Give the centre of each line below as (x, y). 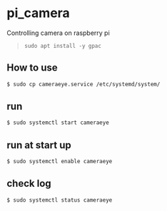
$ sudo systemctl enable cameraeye (60, 162)
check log (29, 184)
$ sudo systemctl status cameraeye (60, 200)
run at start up (39, 145)
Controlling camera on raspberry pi (58, 33)
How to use (32, 68)
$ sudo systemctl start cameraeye (58, 123)
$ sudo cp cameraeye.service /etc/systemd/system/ (83, 84)
